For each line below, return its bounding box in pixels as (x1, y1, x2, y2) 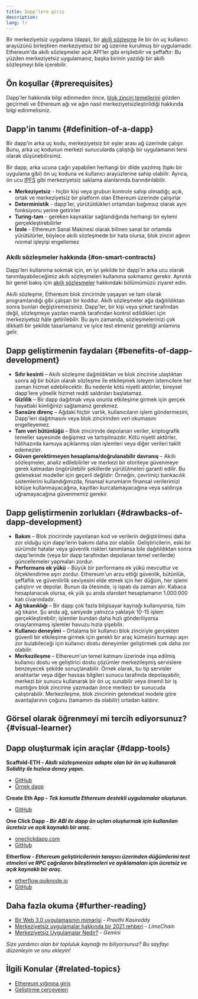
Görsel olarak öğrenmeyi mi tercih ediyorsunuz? (6, 714, 187, 724)
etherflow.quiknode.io (14, 877, 68, 885)
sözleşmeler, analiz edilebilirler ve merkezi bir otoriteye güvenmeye (14, 459, 178, 466)
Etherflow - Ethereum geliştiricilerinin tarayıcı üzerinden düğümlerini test (6, 853, 190, 860)
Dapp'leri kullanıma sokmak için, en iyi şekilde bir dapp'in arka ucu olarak (6, 266, 184, 273)
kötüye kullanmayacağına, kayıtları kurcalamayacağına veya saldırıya (14, 484, 182, 491)
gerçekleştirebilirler (14, 219, 62, 226)
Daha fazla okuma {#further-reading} (6, 901, 147, 911)
